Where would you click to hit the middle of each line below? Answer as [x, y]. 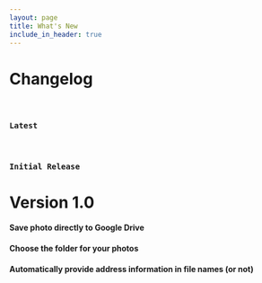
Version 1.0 [52, 202]
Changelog [51, 79]
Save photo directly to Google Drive [77, 228]
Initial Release [45, 166]
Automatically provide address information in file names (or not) [131, 269]
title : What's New [44, 26]
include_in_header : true [56, 34]
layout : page [34, 18]
